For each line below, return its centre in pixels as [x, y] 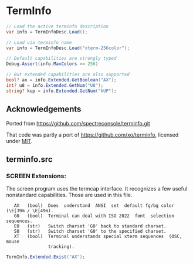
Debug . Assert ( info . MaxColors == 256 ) [52, 64]
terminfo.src [29, 159]
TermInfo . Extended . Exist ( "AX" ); [45, 257]
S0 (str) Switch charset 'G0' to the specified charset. [90, 232]
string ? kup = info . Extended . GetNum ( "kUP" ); [61, 91]
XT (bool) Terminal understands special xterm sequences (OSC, [98, 237]
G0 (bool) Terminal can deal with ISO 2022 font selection [94, 216]
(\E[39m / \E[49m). [30, 211]
